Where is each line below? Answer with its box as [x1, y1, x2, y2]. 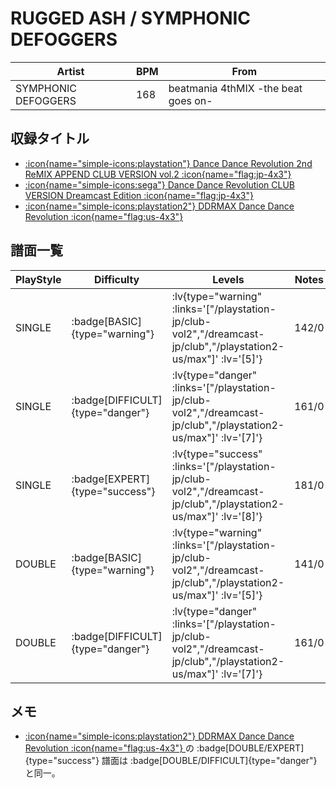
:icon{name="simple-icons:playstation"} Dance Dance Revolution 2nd [24, 157, 313, 169]
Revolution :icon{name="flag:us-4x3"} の [24, 742, 195, 754]
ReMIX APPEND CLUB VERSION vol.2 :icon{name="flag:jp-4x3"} [24, 168, 292, 180]
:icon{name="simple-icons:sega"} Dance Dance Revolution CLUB [24, 178, 296, 191]
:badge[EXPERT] [71, 472, 151, 486]
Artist [56, 64, 85, 78]
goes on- [168, 93, 213, 107]
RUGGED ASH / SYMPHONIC [10, 7, 252, 30]
